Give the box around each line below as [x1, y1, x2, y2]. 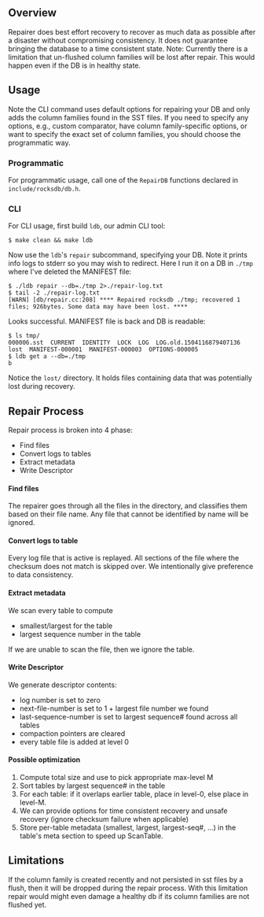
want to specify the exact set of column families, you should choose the [8, 129, 241, 139]
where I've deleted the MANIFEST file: [8, 267, 132, 276]
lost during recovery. [8, 382, 75, 391]
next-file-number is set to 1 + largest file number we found [19, 704, 209, 713]
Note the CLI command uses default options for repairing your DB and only [8, 104, 251, 113]
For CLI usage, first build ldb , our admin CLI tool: [8, 221, 166, 231]
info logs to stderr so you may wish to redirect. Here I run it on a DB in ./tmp [8, 259, 254, 268]
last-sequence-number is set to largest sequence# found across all [19, 712, 238, 721]
